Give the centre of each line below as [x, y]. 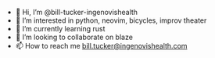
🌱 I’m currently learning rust [60, 29]
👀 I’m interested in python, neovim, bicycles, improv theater [111, 20]
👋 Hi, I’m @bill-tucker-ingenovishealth [77, 12]
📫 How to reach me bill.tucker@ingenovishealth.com [101, 46]
